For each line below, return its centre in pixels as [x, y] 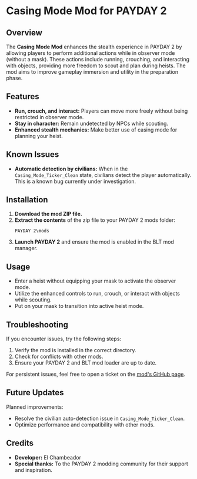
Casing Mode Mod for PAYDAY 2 [86, 11]
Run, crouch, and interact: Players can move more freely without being [101, 111]
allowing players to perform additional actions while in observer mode [91, 53]
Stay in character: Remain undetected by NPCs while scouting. [91, 123]
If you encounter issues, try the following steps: [64, 339]
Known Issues [33, 155]
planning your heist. [39, 136]
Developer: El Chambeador [48, 457]
